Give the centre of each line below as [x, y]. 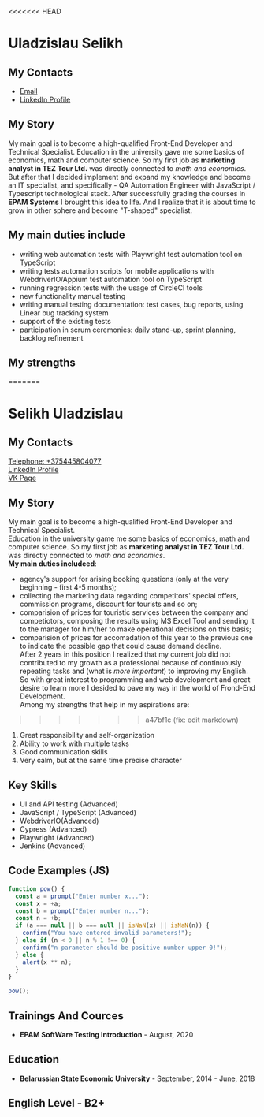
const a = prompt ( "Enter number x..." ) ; [82, 896]
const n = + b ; [38, 918]
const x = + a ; [38, 903]
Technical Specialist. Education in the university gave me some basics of [126, 151]
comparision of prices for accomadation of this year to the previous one [136, 638]
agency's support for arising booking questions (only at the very [124, 579]
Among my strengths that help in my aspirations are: [104, 705]
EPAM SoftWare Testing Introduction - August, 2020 [106, 1034]
